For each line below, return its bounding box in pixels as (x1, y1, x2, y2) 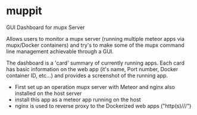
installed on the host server (14, 90, 82, 97)
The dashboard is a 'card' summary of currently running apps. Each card (6, 59, 185, 66)
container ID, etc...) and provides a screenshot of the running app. (6, 72, 168, 79)
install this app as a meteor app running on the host (14, 96, 141, 103)
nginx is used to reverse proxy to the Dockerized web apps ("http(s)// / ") (14, 102, 192, 109)
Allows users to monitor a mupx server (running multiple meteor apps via (6, 35, 185, 42)
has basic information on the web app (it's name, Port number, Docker (6, 65, 179, 72)
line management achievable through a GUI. (6, 47, 114, 55)
